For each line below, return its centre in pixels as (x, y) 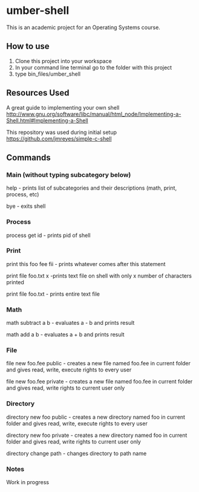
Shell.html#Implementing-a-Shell (47, 120)
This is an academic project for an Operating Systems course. (83, 27)
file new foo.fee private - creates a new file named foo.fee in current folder (99, 382)
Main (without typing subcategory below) (69, 175)
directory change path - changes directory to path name (77, 453)
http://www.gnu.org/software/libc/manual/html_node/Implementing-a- (94, 114)
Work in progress (28, 482)
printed (15, 282)
